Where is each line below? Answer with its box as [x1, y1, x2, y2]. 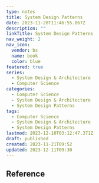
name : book [11, 53, 38, 59]
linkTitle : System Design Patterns [6, 31, 94, 37]
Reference [6, 169, 45, 179]
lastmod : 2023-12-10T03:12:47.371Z [6, 130, 94, 137]
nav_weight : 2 [6, 36, 41, 42]
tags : [6, 108, 19, 114]
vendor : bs [11, 48, 38, 53]
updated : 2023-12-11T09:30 [6, 147, 72, 153]
